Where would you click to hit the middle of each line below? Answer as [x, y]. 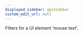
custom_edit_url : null [28, 14]
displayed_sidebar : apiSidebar [37, 9]
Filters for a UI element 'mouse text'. [42, 28]
